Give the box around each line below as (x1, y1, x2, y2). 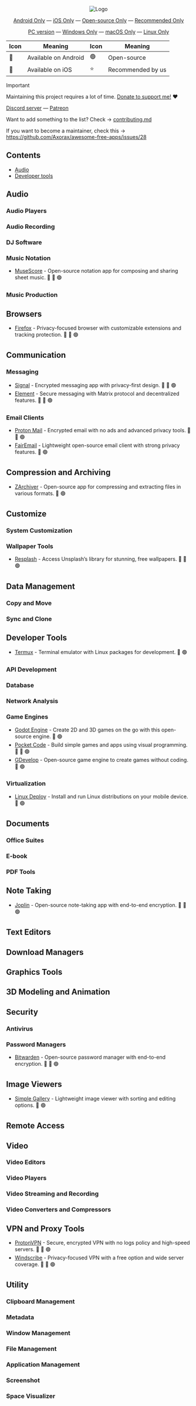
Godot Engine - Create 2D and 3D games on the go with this (14, 726, 160, 733)
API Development (6, 666, 57, 674)
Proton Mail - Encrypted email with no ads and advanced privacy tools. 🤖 (14, 426, 191, 433)
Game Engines (6, 713, 49, 721)
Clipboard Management (6, 1297, 75, 1306)
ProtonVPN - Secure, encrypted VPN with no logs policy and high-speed (14, 1239, 190, 1246)
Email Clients (6, 414, 45, 422)
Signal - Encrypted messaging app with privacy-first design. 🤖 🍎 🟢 (14, 381, 177, 388)
